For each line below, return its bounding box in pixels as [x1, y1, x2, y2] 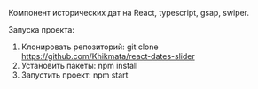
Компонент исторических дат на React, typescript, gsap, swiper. [8, 8, 250, 18]
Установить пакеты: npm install [20, 61, 138, 70]
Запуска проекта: [8, 25, 74, 34]
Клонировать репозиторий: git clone [20, 41, 159, 52]
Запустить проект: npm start [20, 70, 129, 80]
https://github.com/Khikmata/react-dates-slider [20, 51, 196, 61]
